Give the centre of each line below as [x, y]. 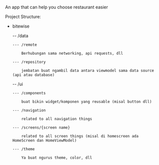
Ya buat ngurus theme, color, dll [57, 158]
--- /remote [24, 45]
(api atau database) [33, 75]
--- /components [29, 93]
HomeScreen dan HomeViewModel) [44, 140]
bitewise [21, 26]
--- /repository [29, 62]
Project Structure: [23, 16]
